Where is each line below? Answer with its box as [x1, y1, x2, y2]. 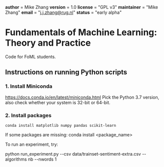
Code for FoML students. [5, 54, 56, 59]
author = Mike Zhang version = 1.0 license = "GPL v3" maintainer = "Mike [5, 4, 159, 10]
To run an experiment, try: [5, 141, 58, 147]
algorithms [5, 156, 27, 162]
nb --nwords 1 [28, 156, 57, 162]
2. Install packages [5, 111, 52, 118]
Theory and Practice [5, 37, 91, 49]
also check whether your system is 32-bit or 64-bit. [5, 99, 110, 106]
